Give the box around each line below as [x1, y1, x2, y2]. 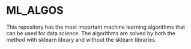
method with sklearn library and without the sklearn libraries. [6, 36, 157, 43]
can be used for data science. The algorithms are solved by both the [6, 29, 176, 36]
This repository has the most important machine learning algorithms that [6, 23, 185, 30]
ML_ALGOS [6, 4, 64, 17]
